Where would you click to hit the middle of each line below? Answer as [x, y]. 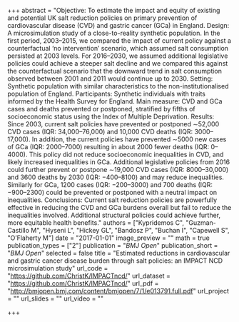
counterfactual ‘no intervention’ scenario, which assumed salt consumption [118, 48]
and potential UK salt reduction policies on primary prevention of [102, 18]
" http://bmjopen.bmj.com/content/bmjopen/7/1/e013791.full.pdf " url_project [118, 291]
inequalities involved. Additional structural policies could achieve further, [114, 215]
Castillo [19, 230]
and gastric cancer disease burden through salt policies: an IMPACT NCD [115, 261]
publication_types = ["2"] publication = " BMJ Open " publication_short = [113, 245]
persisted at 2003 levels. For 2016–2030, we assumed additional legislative [118, 56]
